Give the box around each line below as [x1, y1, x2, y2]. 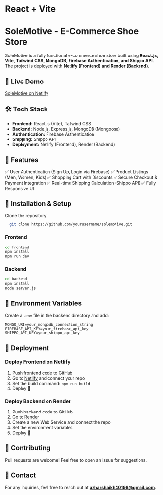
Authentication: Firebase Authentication [12, 131, 94, 137]
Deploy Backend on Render [5, 398, 71, 405]
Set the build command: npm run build [12, 380, 91, 386]
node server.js [5, 286, 36, 291]
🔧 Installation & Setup [5, 199, 72, 208]
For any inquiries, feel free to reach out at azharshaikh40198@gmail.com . [5, 484, 156, 490]
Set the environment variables [12, 424, 73, 430]
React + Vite [5, 3, 56, 15]
